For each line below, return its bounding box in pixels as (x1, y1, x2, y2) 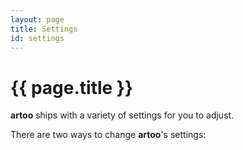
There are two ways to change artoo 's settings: (10, 129, 207, 141)
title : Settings (10, 24, 78, 34)
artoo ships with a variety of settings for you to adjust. (10, 109, 235, 121)
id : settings (10, 33, 65, 43)
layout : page (10, 14, 65, 25)
